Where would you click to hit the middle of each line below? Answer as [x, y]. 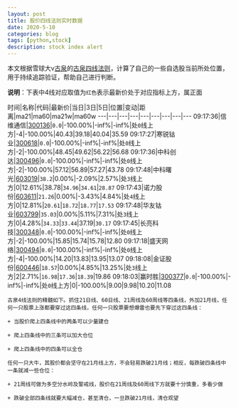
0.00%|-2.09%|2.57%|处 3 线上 [99, 178]
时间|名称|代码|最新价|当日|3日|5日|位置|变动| [74, 107]
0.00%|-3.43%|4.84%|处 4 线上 [101, 196]
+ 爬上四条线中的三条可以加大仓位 [50, 335]
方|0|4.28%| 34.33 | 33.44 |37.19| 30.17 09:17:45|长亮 [80, 223]
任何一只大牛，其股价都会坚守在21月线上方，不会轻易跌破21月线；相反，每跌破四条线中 [117, 363]
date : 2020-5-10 [31, 27]
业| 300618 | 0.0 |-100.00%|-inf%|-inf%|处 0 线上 [74, 143]
